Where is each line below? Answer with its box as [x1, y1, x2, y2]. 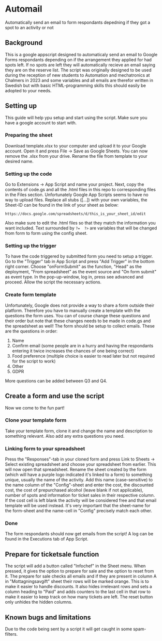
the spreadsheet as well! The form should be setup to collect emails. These [5, 323, 155, 329]
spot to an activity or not [5, 24, 54, 30]
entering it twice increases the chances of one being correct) [12, 348, 134, 354]
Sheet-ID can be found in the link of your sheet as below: [5, 202, 118, 208]
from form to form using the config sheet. [5, 230, 88, 236]
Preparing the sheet [5, 132, 53, 139]
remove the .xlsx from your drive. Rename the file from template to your [5, 153, 147, 159]
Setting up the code [5, 170, 52, 177]
